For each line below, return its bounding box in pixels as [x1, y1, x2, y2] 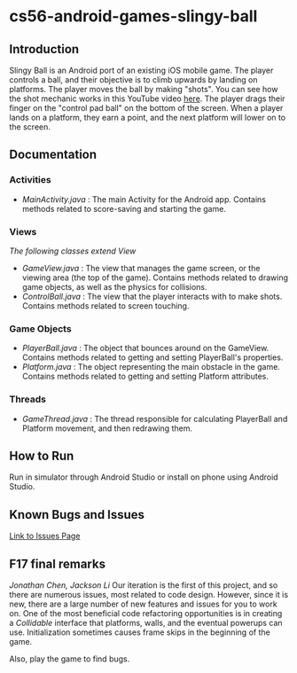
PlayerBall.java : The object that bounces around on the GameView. [21, 343, 270, 354]
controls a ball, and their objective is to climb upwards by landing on [9, 74, 258, 85]
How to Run [9, 448, 74, 463]
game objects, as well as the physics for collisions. [21, 281, 207, 292]
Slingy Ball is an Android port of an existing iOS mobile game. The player [9, 65, 274, 75]
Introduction [9, 42, 80, 57]
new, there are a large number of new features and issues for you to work [9, 599, 277, 609]
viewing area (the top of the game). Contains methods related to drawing [21, 272, 289, 283]
